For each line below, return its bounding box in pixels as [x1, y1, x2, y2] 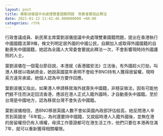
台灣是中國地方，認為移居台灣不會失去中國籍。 [5, 97, 98, 103]
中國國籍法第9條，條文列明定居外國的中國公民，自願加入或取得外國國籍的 [5, 41, 152, 46]
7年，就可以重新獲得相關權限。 [5, 126, 67, 132]
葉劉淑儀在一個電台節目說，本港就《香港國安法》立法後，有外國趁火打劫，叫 [5, 63, 158, 69]
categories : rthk [5, 20, 40, 26]
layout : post [5, 7, 32, 12]
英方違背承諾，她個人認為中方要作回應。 [5, 75, 86, 81]
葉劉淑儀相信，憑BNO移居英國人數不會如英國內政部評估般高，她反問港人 [5, 107, 150, 114]
